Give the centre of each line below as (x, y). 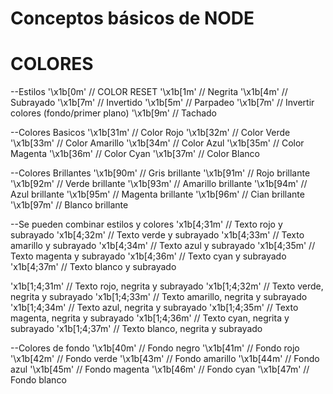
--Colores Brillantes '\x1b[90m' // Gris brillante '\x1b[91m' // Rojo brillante (160, 173)
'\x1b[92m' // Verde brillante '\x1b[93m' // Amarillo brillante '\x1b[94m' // (159, 184)
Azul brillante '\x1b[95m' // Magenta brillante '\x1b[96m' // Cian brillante (157, 194)
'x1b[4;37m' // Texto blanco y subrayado (93, 267)
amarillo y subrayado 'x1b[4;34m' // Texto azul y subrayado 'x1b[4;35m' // (163, 246)
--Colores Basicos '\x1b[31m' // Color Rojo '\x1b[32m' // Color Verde (150, 133)
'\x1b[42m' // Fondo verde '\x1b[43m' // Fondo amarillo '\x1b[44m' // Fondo (165, 359)
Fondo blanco (38, 380)
